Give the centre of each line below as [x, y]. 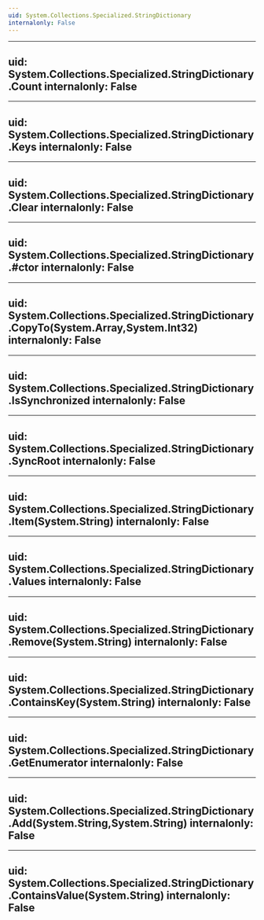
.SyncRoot [34, 461]
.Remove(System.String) [70, 642]
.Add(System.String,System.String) [98, 823]
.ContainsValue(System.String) [86, 896]
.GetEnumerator [48, 762]
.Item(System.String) [61, 521]
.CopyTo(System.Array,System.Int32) [103, 328]
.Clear [23, 207]
